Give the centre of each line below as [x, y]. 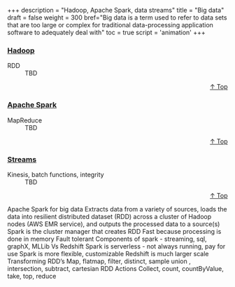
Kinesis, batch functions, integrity [56, 174]
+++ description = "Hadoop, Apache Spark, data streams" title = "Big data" [116, 10]
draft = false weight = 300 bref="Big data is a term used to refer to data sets [117, 17]
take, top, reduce [32, 276]
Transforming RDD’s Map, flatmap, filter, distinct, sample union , [99, 261]
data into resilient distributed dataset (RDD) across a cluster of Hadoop [109, 216]
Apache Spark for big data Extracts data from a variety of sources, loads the [117, 209]
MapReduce [25, 120]
